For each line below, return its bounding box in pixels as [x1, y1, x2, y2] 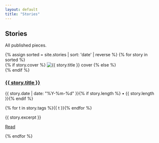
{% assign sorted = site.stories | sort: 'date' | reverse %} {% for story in [5, 52, 148, 58]
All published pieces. [5, 42, 47, 48]
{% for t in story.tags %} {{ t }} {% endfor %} [5, 105, 92, 111]
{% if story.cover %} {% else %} [5, 62, 116, 68]
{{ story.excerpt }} [5, 114, 41, 120]
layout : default [5, 7, 38, 12]
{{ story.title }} [5, 79, 40, 86]
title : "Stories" [5, 12, 40, 16]
